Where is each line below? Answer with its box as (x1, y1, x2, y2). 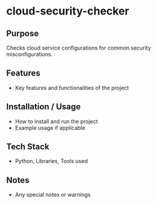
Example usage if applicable (14, 124, 86, 131)
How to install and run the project (14, 118, 98, 125)
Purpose (6, 28, 39, 39)
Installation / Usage (6, 101, 81, 112)
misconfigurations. (6, 51, 53, 58)
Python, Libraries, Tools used (14, 158, 88, 165)
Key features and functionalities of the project (14, 84, 129, 91)
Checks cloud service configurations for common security (6, 44, 152, 51)
